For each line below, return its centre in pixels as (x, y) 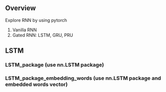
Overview (21, 8)
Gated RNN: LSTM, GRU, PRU (43, 35)
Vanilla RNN (24, 30)
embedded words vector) (37, 85)
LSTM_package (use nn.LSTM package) (55, 65)
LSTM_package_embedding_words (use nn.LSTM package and (83, 78)
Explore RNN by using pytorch (36, 20)
